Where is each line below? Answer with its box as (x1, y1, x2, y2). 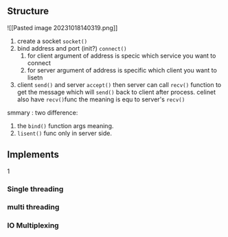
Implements (7, 149, 60, 160)
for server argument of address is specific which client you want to (27, 66, 218, 74)
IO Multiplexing (7, 221, 60, 230)
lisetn (27, 73, 43, 82)
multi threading (7, 202, 60, 212)
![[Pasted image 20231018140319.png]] (7, 23, 118, 32)
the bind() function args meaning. (16, 121, 114, 129)
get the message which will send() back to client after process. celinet (16, 88, 216, 96)
